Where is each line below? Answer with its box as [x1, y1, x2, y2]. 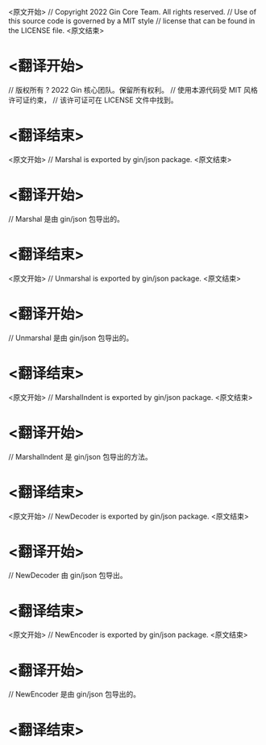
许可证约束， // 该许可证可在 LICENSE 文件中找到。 [8, 95, 179, 105]
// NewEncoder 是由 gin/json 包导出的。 [8, 689, 141, 699]
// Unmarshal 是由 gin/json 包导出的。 [8, 333, 134, 343]
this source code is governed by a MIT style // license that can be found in [8, 16, 256, 26]
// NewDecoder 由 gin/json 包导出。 [8, 571, 127, 581]
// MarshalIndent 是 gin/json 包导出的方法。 [8, 452, 152, 461]
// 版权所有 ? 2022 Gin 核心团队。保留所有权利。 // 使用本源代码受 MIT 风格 [8, 85, 258, 94]
